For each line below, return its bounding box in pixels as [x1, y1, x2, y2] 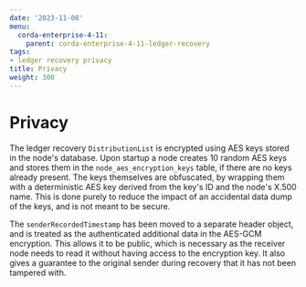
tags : [9, 48, 30, 57]
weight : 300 [9, 73, 55, 82]
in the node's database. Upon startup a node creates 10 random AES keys [9, 152, 288, 163]
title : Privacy [9, 65, 68, 74]
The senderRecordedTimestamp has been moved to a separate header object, [9, 218, 294, 229]
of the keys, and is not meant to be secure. [9, 200, 171, 211]
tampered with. [9, 267, 67, 278]
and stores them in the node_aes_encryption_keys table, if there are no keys [9, 162, 292, 173]
